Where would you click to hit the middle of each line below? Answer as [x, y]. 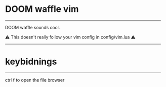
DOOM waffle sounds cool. [33, 27]
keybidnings [31, 62]
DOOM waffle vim [42, 9]
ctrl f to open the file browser [35, 80]
